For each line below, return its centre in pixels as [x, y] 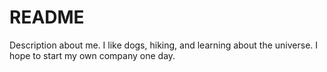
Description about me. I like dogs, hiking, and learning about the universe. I [164, 45]
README [47, 17]
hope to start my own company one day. [92, 55]
